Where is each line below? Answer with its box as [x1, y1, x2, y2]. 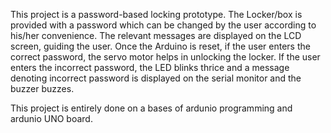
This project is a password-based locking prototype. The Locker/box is [10, 9, 303, 20]
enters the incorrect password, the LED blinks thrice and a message [10, 62, 290, 73]
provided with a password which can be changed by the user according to [10, 19, 317, 31]
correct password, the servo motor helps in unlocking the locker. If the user [10, 51, 321, 63]
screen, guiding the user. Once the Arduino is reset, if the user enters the [10, 40, 311, 52]
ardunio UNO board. [10, 113, 93, 124]
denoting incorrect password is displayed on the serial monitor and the [10, 72, 302, 84]
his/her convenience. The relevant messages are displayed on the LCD [10, 30, 302, 41]
